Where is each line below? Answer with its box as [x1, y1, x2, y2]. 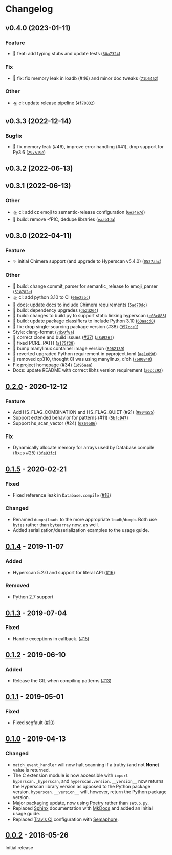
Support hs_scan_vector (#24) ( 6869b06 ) [12, 420, 97, 426]
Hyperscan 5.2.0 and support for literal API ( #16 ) [12, 569, 115, 575]
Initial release [5, 844, 33, 850]
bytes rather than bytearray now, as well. [12, 522, 99, 528]
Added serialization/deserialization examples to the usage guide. [12, 527, 149, 534]
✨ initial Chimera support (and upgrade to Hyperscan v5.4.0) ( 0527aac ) [12, 258, 162, 264]
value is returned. [12, 767, 50, 773]
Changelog [5, 3, 53, 15]
